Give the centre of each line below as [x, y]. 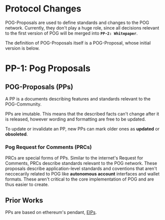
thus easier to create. [27, 184]
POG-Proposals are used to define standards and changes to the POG [77, 22]
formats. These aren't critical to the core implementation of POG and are [79, 179]
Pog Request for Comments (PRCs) [48, 147]
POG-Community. [23, 104]
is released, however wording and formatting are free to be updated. [75, 119]
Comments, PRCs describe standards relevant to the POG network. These [81, 163]
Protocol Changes [43, 9]
